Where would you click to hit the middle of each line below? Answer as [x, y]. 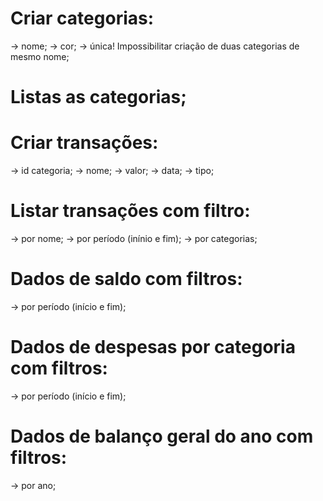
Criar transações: [84, 143]
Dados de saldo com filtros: [126, 279]
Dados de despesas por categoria [153, 347]
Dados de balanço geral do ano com [162, 436]
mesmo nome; [40, 56]
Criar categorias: [82, 18]
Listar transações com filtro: [130, 211]
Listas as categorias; [98, 97]
